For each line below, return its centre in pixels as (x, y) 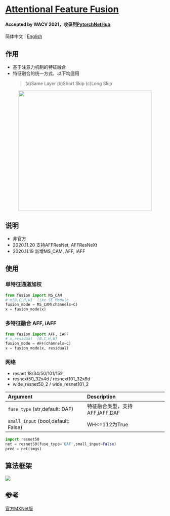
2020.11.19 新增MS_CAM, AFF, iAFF (49, 251)
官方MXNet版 (19, 508)
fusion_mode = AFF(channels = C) (38, 344)
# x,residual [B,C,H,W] (31, 339)
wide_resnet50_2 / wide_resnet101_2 (51, 384)
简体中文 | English (24, 36)
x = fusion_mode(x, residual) (37, 348)
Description (101, 397)
